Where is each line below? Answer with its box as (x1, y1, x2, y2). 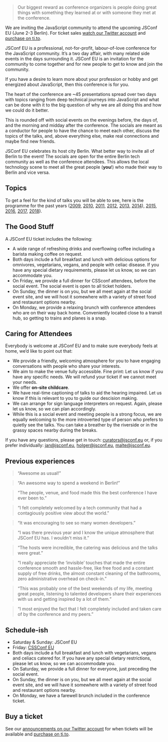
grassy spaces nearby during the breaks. (12, 427, 98, 434)
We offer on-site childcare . (12, 384, 69, 391)
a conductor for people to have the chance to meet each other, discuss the (5, 128, 160, 134)
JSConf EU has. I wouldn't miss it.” (17, 535, 89, 541)
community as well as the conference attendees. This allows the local (5, 159, 149, 165)
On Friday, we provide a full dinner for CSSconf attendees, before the (12, 277, 156, 283)
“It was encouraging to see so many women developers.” (17, 520, 136, 526)
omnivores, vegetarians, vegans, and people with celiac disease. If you (12, 261, 159, 268)
